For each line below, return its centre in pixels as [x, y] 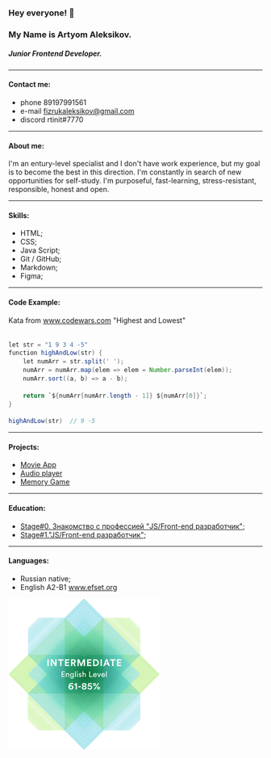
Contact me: [29, 85]
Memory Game [45, 482]
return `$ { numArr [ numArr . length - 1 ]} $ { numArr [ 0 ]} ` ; [115, 396]
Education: [27, 509]
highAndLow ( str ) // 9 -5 [52, 421]
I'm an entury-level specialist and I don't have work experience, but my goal [134, 164]
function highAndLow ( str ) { [56, 353]
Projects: [24, 446]
